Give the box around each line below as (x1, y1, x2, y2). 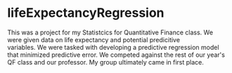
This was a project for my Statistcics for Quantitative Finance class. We (7, 28, 213, 36)
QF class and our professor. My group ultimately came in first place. (7, 58, 204, 66)
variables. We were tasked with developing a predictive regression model (7, 43, 219, 51)
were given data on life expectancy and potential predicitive (7, 35, 181, 44)
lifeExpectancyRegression (7, 5, 165, 21)
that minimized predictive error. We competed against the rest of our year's (7, 51, 225, 59)
